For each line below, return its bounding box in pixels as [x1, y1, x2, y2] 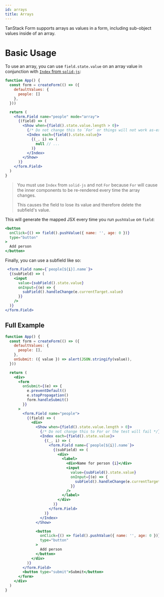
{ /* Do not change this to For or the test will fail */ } [40, 429, 161, 434]
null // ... [36, 141, 60, 146]
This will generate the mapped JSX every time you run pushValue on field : [5, 216, 155, 222]
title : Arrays [5, 12, 34, 17]
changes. [17, 192, 36, 198]
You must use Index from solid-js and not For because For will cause [17, 182, 158, 188]
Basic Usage [5, 47, 57, 59]
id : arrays [5, 7, 27, 12]
